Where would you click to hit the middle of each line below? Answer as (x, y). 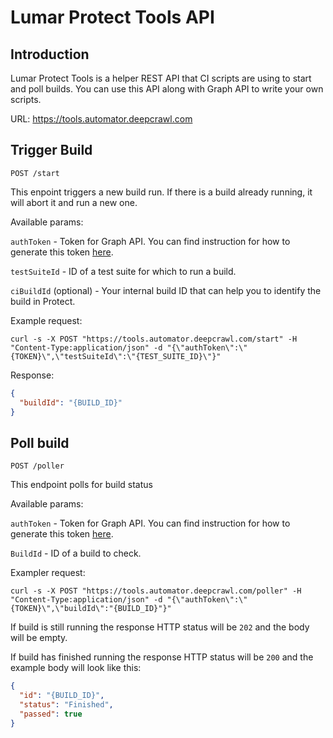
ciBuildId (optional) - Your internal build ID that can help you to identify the (166, 290)
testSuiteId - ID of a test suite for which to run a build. (123, 271)
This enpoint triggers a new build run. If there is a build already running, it (161, 192)
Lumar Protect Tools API (112, 17)
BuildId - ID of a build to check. (76, 553)
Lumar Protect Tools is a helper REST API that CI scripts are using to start (161, 78)
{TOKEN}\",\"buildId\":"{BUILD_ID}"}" (91, 609)
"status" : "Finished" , (66, 705)
